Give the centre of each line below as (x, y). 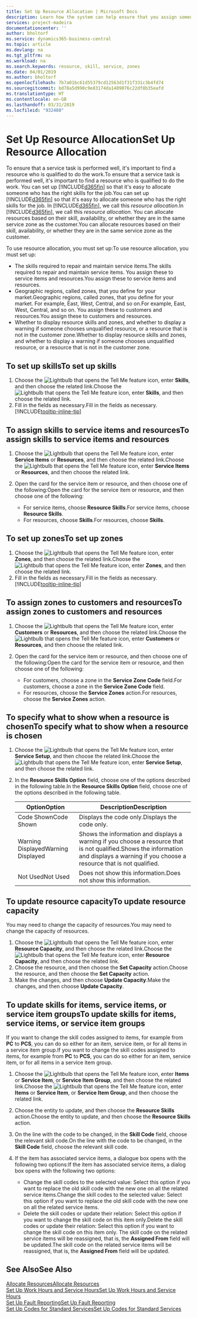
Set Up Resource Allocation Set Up (91, 139)
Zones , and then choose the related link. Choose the (77, 559)
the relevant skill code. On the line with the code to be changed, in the (98, 1140)
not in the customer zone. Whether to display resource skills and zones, (100, 335)
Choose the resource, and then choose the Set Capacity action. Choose (101, 967)
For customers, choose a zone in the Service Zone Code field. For (103, 680)
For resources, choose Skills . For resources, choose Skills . (94, 520)
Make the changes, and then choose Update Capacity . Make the (92, 980)
